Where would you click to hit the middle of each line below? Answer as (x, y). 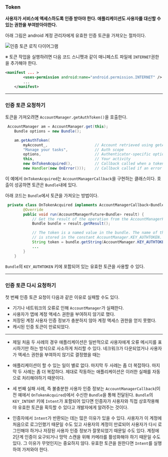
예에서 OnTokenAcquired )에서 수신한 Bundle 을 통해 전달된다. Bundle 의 (85, 395)
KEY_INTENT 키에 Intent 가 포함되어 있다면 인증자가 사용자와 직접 (75, 401)
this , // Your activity (77, 159)
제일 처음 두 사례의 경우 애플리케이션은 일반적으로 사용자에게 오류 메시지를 (84, 342)
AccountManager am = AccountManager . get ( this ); (58, 127)
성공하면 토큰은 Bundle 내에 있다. (46, 185)
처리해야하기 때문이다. (43, 378)
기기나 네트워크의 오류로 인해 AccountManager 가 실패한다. (68, 308)
